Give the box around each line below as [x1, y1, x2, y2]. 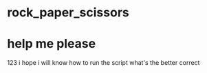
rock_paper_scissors [7, 5, 129, 20]
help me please [7, 36, 96, 52]
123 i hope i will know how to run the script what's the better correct [7, 59, 200, 67]
